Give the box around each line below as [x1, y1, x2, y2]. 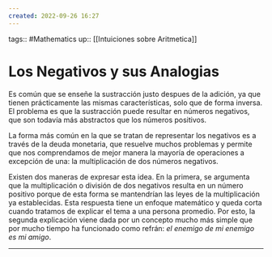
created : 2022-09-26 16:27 [8, 11, 100, 20]
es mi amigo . [8, 232, 52, 242]
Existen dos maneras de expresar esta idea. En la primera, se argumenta [8, 171, 250, 182]
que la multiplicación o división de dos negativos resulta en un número [8, 180, 244, 190]
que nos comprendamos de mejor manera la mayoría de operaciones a [8, 147, 244, 158]
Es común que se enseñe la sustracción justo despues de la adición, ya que [8, 89, 261, 99]
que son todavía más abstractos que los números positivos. [8, 115, 207, 124]
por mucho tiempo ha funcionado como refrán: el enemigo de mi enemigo [8, 223, 255, 233]
